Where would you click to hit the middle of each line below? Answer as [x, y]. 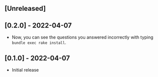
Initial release [25, 70]
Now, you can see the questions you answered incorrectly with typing [82, 38]
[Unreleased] [25, 9]
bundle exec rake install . [39, 42]
